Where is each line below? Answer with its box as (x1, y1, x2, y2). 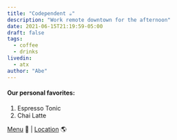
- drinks (13, 49, 39, 56)
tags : (7, 36, 23, 43)
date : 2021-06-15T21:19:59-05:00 (7, 23, 103, 30)
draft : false (7, 29, 45, 36)
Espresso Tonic (17, 104, 61, 112)
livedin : (7, 55, 32, 62)
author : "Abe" (7, 67, 48, 74)
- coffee (13, 42, 39, 49)
